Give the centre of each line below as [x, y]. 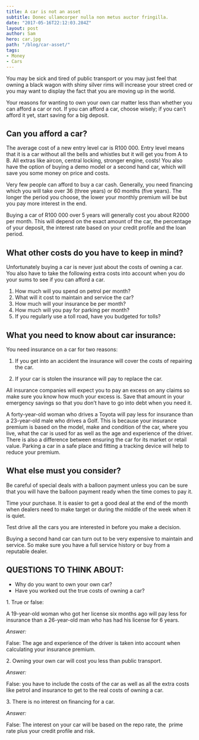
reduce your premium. [33, 452]
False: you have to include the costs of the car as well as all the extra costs [98, 684]
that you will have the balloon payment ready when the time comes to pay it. [99, 491]
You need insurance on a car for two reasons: [62, 349]
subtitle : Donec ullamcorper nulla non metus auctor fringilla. [87, 17]
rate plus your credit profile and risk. [51, 730]
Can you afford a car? [47, 133]
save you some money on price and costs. [58, 173]
